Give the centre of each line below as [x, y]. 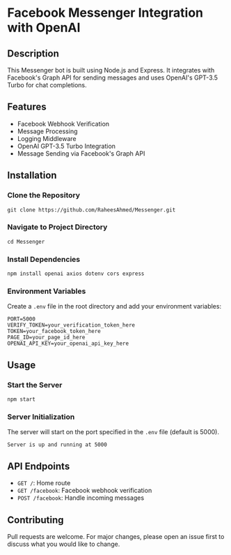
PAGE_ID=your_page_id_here [46, 338]
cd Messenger [26, 242]
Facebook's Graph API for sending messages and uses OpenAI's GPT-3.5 [112, 77]
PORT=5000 [22, 319]
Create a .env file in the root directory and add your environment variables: [114, 306]
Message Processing [47, 131]
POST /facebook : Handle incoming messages [81, 498]
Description [33, 53]
